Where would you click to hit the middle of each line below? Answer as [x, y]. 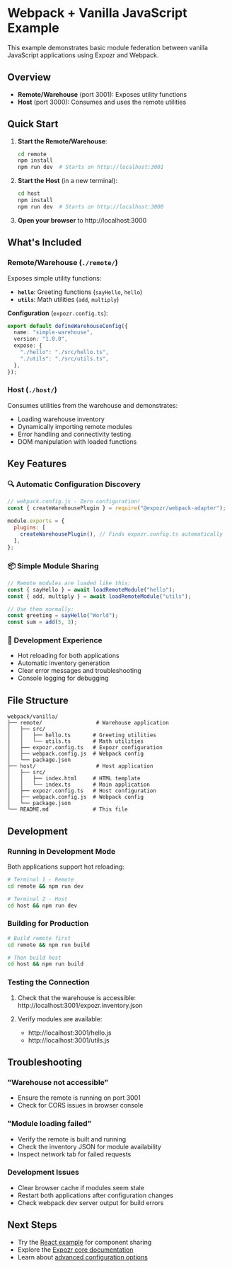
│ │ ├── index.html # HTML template [74, 779]
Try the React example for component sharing [85, 1242]
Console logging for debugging [63, 678]
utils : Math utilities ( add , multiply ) [68, 299]
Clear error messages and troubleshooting [79, 671]
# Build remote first [39, 938]
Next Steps [32, 1225]
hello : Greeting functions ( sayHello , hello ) [80, 292]
